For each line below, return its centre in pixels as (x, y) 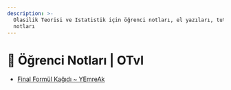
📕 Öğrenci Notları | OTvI (76, 60)
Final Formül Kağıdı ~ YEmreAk (61, 79)
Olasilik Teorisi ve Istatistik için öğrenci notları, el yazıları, (113, 20)
